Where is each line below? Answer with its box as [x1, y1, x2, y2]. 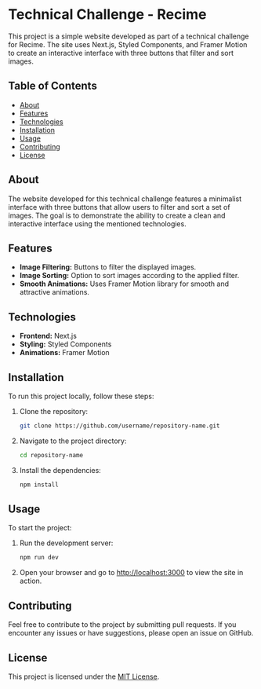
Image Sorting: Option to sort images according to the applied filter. [19, 271, 240, 280]
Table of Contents [8, 79, 98, 93]
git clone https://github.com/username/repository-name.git [19, 422, 220, 430]
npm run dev [19, 554, 59, 562]
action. [19, 576, 42, 586]
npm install [19, 481, 59, 489]
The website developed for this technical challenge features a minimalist [8, 194, 242, 203]
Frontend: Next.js [19, 332, 77, 341]
